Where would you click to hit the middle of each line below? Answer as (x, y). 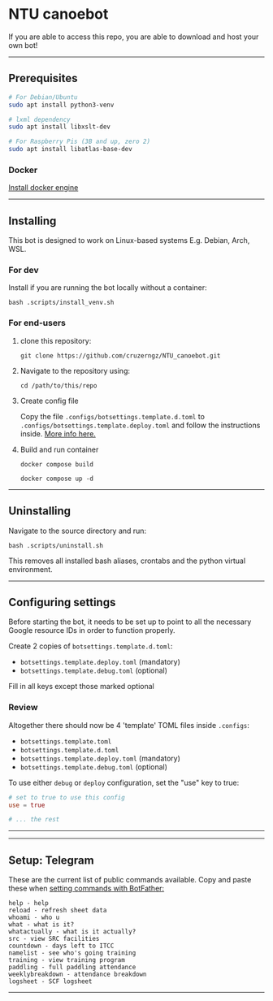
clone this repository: (56, 340)
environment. (30, 569)
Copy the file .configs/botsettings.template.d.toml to (113, 416)
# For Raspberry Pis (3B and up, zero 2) (80, 142)
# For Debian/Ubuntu (43, 97)
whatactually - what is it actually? (72, 932)
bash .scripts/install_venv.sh (61, 303)
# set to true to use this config (67, 797)
